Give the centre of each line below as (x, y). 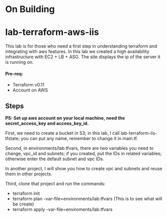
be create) (23, 204)
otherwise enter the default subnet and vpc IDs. (55, 159)
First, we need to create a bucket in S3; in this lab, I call (62, 133)
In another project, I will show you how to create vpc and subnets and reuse (84, 169)
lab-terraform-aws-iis (52, 32)
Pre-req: (14, 73)
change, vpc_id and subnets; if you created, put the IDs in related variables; (83, 154)
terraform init (26, 193)
